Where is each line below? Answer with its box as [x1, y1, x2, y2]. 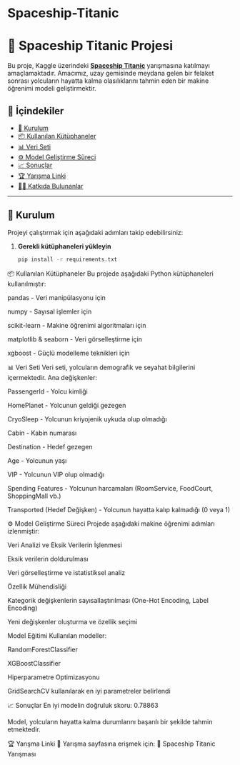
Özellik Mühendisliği [7, 582, 66, 591]
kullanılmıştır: [7, 279, 46, 288]
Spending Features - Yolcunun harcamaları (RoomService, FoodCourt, [7, 484, 213, 492]
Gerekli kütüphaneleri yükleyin [17, 241, 111, 251]
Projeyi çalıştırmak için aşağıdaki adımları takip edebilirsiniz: [7, 228, 184, 236]
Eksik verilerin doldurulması [7, 554, 89, 563]
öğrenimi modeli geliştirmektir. [7, 84, 96, 93]
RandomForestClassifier [7, 645, 79, 654]
